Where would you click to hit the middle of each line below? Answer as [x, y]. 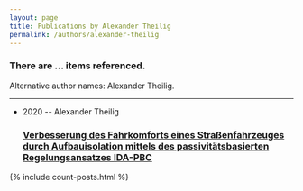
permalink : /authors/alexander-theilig [84, 34]
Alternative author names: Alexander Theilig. [92, 86]
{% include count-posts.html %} [69, 177]
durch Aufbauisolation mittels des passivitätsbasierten [146, 146]
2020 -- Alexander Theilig [71, 111]
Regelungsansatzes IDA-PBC [87, 157]
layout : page [34, 18]
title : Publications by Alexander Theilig [90, 26]
